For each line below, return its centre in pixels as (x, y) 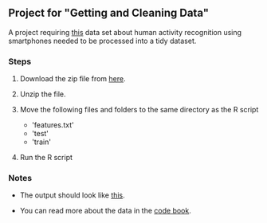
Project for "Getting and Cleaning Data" (109, 13)
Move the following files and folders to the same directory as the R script (139, 110)
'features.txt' (53, 125)
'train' (41, 142)
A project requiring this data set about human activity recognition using (125, 32)
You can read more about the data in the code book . (105, 211)
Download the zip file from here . (73, 79)
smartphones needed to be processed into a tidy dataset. (102, 41)
